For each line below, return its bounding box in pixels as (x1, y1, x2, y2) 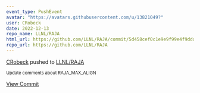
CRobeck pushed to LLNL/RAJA (6, 58, 85, 66)
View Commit (6, 80, 39, 87)
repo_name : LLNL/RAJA (6, 31, 60, 37)
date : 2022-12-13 (6, 25, 49, 32)
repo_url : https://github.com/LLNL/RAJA (6, 42, 108, 48)
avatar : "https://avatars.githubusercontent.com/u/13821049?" (6, 14, 164, 20)
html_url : (6, 36, 31, 42)
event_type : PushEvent (6, 8, 62, 15)
